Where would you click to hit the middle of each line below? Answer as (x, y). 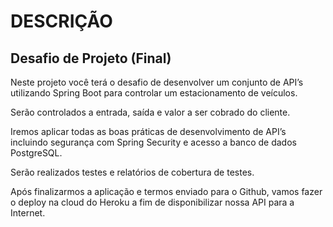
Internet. (28, 213)
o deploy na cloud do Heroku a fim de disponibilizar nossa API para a (152, 202)
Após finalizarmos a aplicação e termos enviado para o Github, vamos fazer (166, 191)
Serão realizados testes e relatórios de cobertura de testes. (132, 172)
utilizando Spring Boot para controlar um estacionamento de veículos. (154, 93)
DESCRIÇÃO (61, 21)
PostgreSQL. (36, 153)
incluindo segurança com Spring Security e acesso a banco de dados (153, 142)
